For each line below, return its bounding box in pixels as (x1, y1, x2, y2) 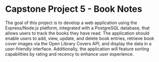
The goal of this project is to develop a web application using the (5, 20, 137, 26)
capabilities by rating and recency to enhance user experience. (5, 51, 134, 57)
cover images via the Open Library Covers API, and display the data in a (5, 40, 152, 46)
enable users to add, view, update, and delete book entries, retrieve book (5, 35, 155, 41)
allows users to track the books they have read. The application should (5, 30, 150, 36)
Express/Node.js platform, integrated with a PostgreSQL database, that (5, 25, 150, 31)
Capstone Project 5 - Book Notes (5, 3, 143, 15)
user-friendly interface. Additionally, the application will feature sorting (5, 46, 150, 52)
